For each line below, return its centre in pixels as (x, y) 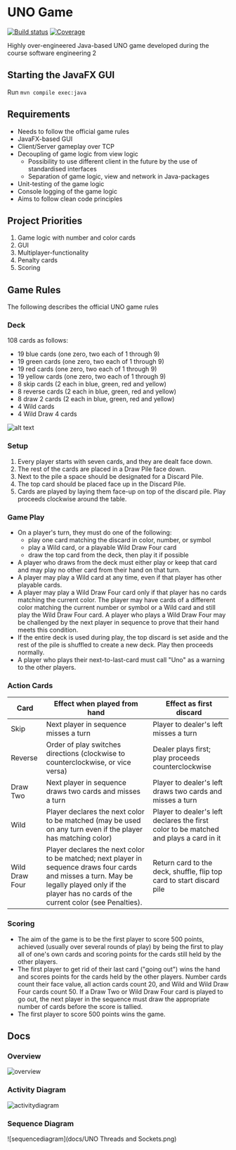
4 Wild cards (36, 407)
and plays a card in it (187, 838)
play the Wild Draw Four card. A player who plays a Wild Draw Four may (122, 615)
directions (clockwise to (85, 754)
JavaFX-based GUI (45, 139)
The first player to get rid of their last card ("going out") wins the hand (119, 969)
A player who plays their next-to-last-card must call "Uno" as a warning (121, 660)
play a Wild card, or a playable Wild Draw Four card (102, 548)
